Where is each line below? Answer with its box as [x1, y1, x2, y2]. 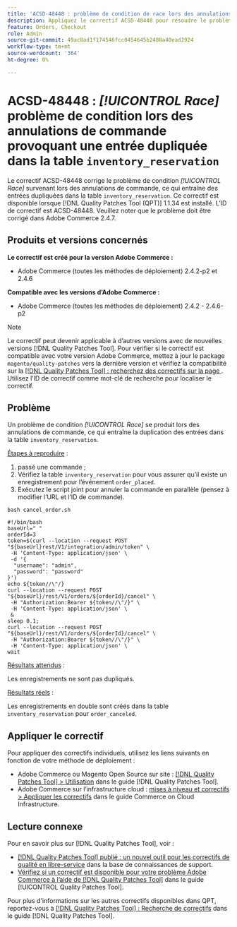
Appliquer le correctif [7, 730, 104, 742]
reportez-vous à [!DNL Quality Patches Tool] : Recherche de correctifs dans [7, 904, 228, 912]
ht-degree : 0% [7, 56, 49, 64]
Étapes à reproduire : [7, 449, 68, 457]
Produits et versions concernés [7, 234, 148, 246]
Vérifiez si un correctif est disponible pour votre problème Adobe [17, 868, 207, 876]
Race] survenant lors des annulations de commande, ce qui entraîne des [7, 184, 219, 192]
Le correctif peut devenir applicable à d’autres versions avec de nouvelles [7, 336, 222, 345]
